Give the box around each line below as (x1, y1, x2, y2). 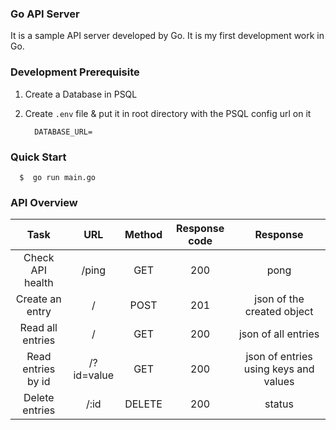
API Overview (10, 195, 78, 209)
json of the (254, 292, 305, 306)
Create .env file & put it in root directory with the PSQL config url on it (24, 107, 312, 119)
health (23, 276, 54, 290)
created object (244, 305, 314, 319)
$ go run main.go (19, 172, 97, 182)
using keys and (243, 362, 315, 376)
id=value (73, 368, 115, 382)
